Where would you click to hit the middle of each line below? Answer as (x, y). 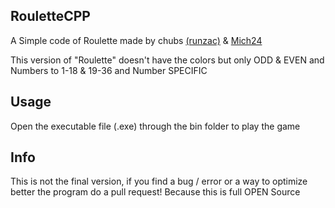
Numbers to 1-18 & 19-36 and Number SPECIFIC (109, 70)
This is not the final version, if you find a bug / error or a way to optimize (159, 181)
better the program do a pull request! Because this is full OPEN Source (155, 192)
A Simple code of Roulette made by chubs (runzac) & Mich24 (136, 40)
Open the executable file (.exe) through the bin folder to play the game (155, 126)
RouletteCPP (50, 16)
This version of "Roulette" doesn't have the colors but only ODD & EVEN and (167, 60)
